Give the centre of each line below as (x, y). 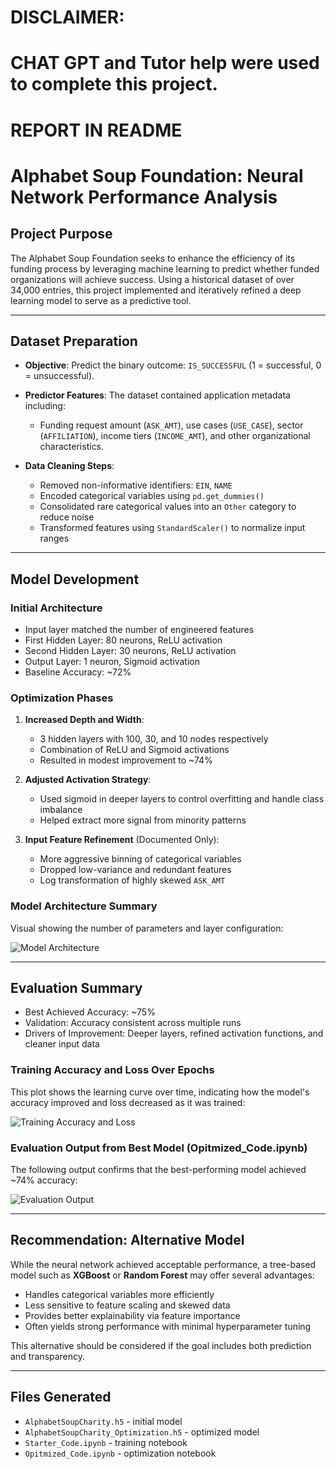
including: (45, 406)
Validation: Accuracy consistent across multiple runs (133, 1023)
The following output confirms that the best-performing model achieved (158, 1170)
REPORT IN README (96, 130)
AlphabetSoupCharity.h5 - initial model (103, 1421)
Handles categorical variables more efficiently (119, 1294)
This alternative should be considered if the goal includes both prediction (161, 1345)
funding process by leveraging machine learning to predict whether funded (165, 268)
